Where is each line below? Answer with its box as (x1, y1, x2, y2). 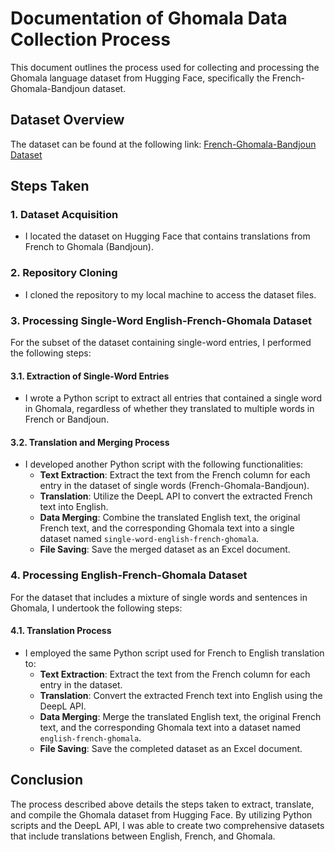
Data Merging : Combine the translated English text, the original (39, 512, 301, 524)
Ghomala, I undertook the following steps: (10, 602, 183, 614)
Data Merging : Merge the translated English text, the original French (39, 710, 322, 722)
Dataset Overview (10, 112, 125, 129)
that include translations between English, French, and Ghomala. (10, 830, 276, 842)
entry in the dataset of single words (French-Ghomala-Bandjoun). (39, 480, 310, 492)
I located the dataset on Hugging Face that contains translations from (24, 230, 311, 242)
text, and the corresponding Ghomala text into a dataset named (39, 721, 301, 733)
